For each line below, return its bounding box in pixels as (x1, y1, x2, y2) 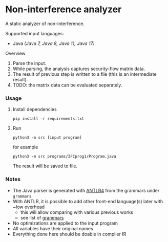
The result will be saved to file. (12, 163, 78, 169)
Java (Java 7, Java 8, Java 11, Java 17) (12, 40, 95, 47)
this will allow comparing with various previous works (20, 209, 133, 215)
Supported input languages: (5, 30, 64, 36)
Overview (5, 50, 26, 56)
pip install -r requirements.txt (12, 116, 85, 121)
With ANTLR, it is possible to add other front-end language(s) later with (12, 198, 163, 204)
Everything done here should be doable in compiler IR (12, 231, 127, 237)
